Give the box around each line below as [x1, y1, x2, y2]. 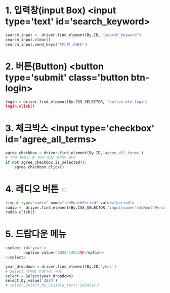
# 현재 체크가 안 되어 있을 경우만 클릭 [5, 155, 76, 160]
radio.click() [5, 210, 35, 215]
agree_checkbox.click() [14, 164, 65, 170]
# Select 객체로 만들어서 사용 [5, 269, 62, 274]
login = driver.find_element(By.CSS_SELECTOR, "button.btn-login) [5, 99, 148, 104]
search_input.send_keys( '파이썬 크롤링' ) [5, 42, 88, 47]
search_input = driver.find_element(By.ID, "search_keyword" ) [5, 32, 142, 38]
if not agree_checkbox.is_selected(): [5, 160, 87, 165]
